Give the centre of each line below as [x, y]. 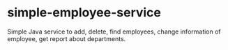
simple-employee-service [84, 13]
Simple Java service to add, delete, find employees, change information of [114, 32]
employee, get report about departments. [67, 38]
